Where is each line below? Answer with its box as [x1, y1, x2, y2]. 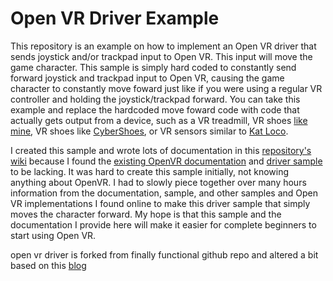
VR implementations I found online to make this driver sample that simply [10, 197, 311, 209]
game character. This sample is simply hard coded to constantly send [10, 61, 297, 73]
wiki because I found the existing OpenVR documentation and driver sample [10, 155, 323, 167]
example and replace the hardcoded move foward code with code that [10, 103, 300, 116]
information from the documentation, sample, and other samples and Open [10, 187, 319, 199]
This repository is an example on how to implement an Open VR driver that [10, 40, 317, 52]
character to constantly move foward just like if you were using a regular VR [10, 82, 323, 94]
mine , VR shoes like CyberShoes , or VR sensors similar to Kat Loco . [10, 125, 289, 137]
